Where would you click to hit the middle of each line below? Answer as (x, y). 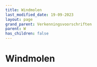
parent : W (16, 29)
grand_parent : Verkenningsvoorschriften (49, 24)
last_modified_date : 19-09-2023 (39, 15)
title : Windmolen (24, 10)
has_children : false (27, 33)
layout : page (19, 19)
